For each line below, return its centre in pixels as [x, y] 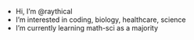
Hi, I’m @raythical [44, 11]
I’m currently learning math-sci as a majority [87, 28]
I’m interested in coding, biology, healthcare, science [101, 20]
